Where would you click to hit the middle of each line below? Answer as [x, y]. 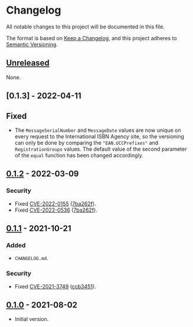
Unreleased [28, 63]
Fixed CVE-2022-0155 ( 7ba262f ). [55, 203]
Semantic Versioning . [32, 44]
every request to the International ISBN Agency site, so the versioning [99, 136]
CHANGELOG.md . [31, 258]
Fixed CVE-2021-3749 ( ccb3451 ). [55, 286]
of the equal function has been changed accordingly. [79, 155]
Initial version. [32, 319]
